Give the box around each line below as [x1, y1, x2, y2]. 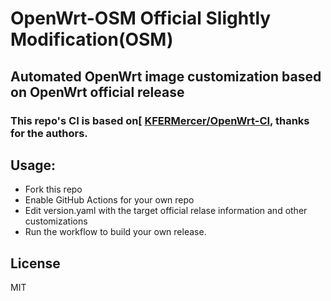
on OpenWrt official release [10, 83, 185, 101]
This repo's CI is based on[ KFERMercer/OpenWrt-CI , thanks [10, 113, 310, 127]
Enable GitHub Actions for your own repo [24, 194, 195, 206]
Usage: [10, 157, 57, 174]
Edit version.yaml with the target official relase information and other [24, 205, 308, 217]
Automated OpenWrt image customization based [10, 68, 322, 85]
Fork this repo [24, 183, 83, 196]
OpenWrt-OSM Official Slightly [10, 7, 272, 30]
